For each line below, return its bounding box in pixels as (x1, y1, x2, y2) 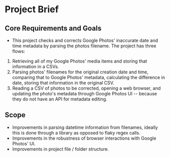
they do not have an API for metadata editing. (12, 96, 107, 102)
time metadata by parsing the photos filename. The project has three (12, 43, 156, 49)
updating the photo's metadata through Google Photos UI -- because (12, 91, 157, 96)
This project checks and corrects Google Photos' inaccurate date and (12, 37, 158, 43)
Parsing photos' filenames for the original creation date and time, (12, 69, 149, 75)
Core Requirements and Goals (5, 24, 102, 33)
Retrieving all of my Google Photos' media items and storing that (12, 58, 147, 64)
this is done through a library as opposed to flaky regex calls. (12, 129, 140, 136)
